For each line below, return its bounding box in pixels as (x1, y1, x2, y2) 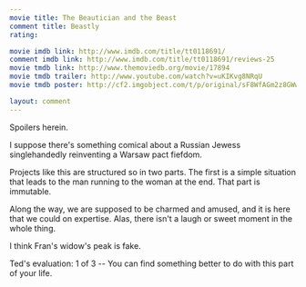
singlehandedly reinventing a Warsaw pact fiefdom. (9, 149, 203, 160)
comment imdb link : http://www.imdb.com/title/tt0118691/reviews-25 (9, 55, 275, 64)
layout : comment (9, 96, 71, 105)
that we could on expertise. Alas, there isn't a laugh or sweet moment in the (9, 213, 293, 223)
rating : (9, 30, 39, 39)
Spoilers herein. (9, 122, 68, 133)
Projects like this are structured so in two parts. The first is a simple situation (9, 166, 297, 177)
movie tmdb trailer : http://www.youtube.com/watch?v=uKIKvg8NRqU (9, 72, 262, 82)
